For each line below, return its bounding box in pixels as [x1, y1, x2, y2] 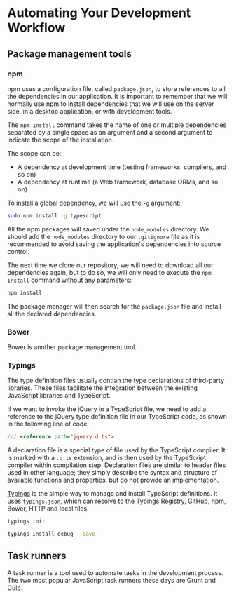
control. [7, 247, 30, 255]
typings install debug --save [7, 530, 96, 537]
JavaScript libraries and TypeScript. [7, 391, 111, 400]
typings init [7, 518, 46, 525]
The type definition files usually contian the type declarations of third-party [7, 377, 224, 385]
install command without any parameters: [7, 276, 132, 284]
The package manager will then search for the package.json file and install [7, 302, 222, 310]
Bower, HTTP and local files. [7, 504, 89, 513]
